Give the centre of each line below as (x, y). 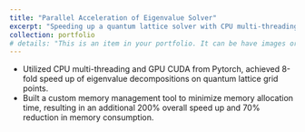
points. (35, 88)
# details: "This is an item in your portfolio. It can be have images (148, 43)
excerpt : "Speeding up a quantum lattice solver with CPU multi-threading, (156, 26)
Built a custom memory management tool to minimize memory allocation (157, 98)
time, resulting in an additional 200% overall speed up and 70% (141, 108)
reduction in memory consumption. (88, 117)
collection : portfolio (52, 35)
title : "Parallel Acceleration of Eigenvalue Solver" (113, 18)
